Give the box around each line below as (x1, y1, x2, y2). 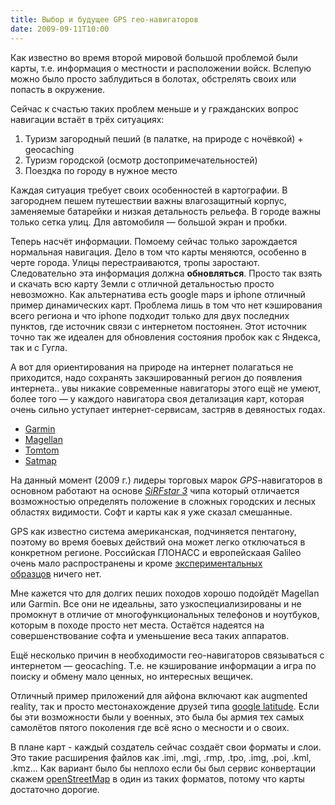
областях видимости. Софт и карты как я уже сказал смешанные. (10, 506, 293, 518)
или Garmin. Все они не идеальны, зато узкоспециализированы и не (10, 597, 302, 610)
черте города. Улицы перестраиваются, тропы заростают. (10, 256, 260, 268)
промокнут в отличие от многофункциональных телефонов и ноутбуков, (10, 608, 320, 620)
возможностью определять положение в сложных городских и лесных (10, 495, 317, 507)
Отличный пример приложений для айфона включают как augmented (10, 689, 308, 701)
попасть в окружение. (10, 83, 106, 95)
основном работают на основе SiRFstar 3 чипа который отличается (10, 484, 300, 496)
